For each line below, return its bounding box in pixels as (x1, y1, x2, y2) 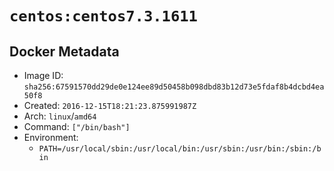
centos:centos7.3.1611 (9, 7, 198, 26)
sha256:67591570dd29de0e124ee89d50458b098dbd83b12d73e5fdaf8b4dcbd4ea (23, 82, 325, 92)
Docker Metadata (9, 43, 120, 60)
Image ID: (23, 70, 64, 81)
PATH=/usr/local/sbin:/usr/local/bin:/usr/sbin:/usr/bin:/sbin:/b (38, 144, 322, 154)
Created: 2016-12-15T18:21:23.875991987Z (23, 100, 197, 111)
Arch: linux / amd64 (23, 110, 97, 122)
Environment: (23, 132, 79, 143)
